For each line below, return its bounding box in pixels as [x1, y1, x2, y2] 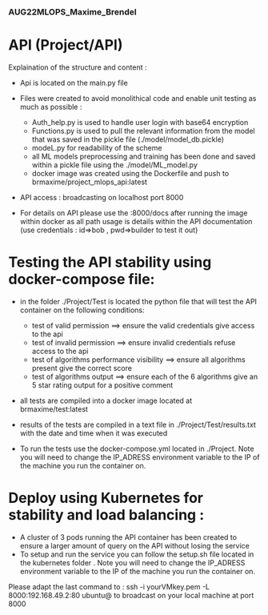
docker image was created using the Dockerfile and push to [31, 168, 230, 178]
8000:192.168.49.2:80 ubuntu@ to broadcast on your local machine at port [8, 590, 254, 600]
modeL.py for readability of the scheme [31, 143, 162, 152]
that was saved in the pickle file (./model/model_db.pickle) [31, 135, 225, 144]
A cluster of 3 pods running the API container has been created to [19, 532, 238, 542]
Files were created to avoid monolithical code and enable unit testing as [19, 93, 257, 102]
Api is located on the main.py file [19, 78, 128, 87]
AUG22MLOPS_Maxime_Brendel [8, 6, 138, 18]
